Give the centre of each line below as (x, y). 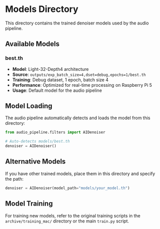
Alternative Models (36, 161)
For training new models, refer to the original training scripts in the (73, 216)
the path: (14, 179)
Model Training (29, 204)
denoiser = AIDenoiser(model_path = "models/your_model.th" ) (68, 188)
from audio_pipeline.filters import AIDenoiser (55, 132)
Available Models (32, 44)
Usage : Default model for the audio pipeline (57, 90)
